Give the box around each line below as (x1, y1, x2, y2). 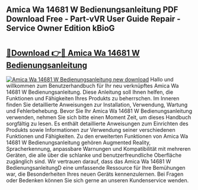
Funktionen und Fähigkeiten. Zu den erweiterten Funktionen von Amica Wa (6, 133, 189, 140)
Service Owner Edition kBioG (6, 23, 115, 33)
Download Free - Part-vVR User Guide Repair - (6, 14, 181, 24)
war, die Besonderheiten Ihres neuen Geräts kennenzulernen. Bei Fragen (6, 170, 184, 178)
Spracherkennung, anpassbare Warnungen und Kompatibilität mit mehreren (6, 145, 191, 152)
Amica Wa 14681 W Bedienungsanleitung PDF (6, 5, 178, 15)
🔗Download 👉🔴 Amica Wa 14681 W (6, 47, 140, 58)
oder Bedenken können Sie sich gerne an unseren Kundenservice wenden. (6, 177, 189, 183)
